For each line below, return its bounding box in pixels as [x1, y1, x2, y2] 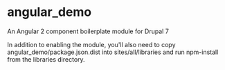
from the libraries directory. [7, 55, 85, 63]
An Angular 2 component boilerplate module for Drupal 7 [7, 27, 170, 35]
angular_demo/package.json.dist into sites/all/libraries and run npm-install [7, 48, 219, 56]
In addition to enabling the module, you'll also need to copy [7, 40, 176, 49]
